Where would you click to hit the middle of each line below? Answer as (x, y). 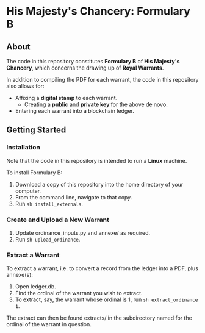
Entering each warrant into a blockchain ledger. (74, 111)
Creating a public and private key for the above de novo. (96, 104)
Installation (23, 148)
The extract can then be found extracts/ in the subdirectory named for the (99, 318)
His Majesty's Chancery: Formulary (99, 11)
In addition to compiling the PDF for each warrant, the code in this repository (103, 80)
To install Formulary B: (34, 173)
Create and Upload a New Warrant (58, 220)
